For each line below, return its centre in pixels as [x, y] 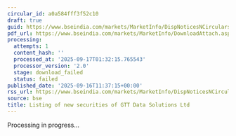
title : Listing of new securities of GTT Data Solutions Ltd [99, 105]
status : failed [36, 79]
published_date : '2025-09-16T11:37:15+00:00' [75, 86]
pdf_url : [20, 33]
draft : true [25, 20]
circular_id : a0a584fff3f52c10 [53, 14]
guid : [15, 27]
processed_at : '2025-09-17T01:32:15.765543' [80, 60]
